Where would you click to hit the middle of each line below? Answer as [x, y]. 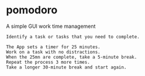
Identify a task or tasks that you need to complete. [73, 37]
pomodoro [32, 10]
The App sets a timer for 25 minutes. [53, 47]
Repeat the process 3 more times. [48, 62]
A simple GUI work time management [51, 26]
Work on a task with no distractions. [53, 52]
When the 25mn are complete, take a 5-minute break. [72, 57]
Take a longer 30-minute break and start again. [66, 67]
